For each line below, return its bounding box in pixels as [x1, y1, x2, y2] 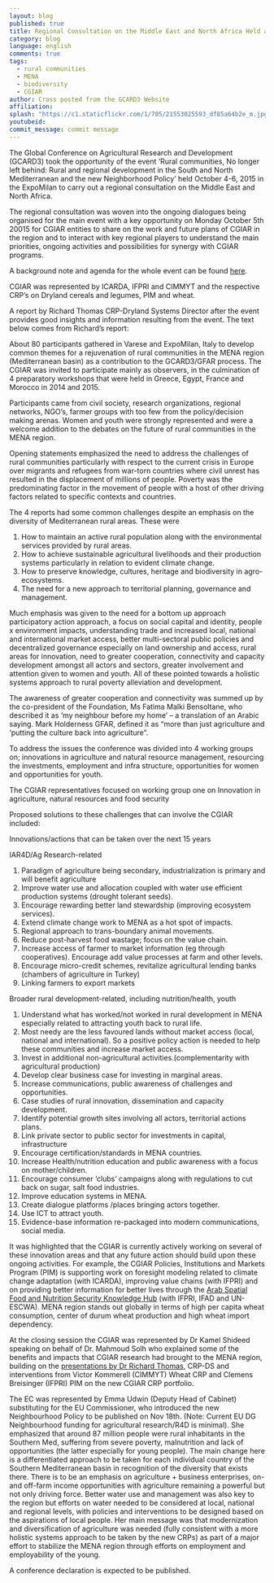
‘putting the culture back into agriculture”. [9, 728, 149, 737]
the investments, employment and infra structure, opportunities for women [9, 760, 259, 770]
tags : [9, 58, 28, 66]
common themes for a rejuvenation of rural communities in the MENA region [9, 348, 265, 357]
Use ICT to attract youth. [20, 1208, 104, 1218]
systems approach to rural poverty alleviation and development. [9, 677, 223, 687]
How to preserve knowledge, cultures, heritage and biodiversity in [20, 566, 243, 576]
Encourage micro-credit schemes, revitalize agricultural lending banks [20, 960, 257, 970]
